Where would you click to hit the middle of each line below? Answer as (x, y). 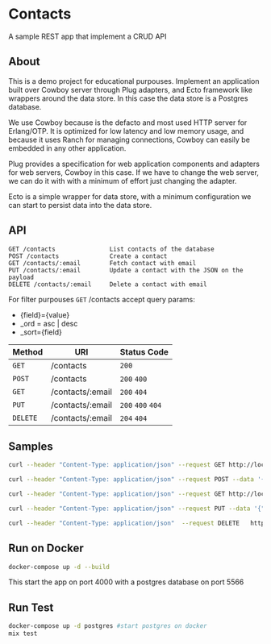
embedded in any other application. (67, 148)
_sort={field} (41, 332)
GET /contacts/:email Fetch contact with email (102, 263)
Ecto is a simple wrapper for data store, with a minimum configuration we (130, 196)
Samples (31, 446)
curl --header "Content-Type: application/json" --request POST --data (131, 480)
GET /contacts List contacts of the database (112, 249)
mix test (23, 634)
